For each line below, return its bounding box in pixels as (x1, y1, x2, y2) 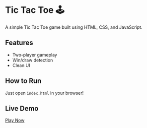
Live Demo (5, 104, 39, 113)
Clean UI (12, 62, 30, 68)
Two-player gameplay (12, 52, 57, 58)
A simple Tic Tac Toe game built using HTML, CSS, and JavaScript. (5, 24, 143, 30)
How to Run (5, 77, 42, 85)
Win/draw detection (12, 57, 53, 63)
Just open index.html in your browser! (5, 90, 84, 96)
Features (5, 39, 33, 47)
